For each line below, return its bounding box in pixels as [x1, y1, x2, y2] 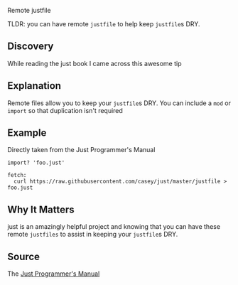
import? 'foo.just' [7, 159, 65, 166]
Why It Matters [7, 203, 75, 215]
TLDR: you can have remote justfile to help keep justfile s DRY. [7, 20, 200, 28]
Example [7, 127, 47, 139]
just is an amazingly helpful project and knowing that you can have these [7, 222, 221, 231]
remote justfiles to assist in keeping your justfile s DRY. [7, 230, 178, 239]
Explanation [7, 80, 62, 92]
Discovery [7, 41, 54, 53]
